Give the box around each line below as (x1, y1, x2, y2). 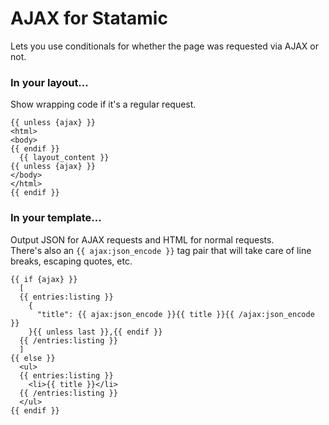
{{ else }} (10, 353, 56, 363)
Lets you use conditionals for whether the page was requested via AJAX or (10, 40, 319, 52)
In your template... (10, 211, 102, 225)
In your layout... (10, 75, 89, 89)
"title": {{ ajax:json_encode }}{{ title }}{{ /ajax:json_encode (36, 309, 315, 319)
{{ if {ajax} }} (10, 274, 78, 284)
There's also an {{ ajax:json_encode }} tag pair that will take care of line (10, 244, 312, 256)
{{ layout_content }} (19, 153, 110, 163)
